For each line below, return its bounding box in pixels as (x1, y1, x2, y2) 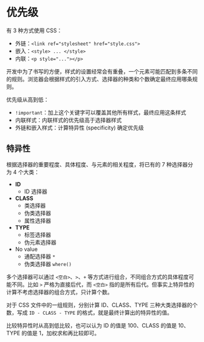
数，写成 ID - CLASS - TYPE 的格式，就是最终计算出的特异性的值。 (6, 309, 173, 316)
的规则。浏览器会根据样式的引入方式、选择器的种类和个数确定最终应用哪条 (6, 75, 192, 83)
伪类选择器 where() (24, 260, 72, 267)
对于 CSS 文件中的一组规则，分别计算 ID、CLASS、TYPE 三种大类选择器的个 (6, 301, 198, 309)
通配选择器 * (24, 253, 56, 260)
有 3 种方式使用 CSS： (6, 27, 63, 34)
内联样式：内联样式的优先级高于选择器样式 (15, 116, 122, 123)
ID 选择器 (24, 188, 47, 195)
